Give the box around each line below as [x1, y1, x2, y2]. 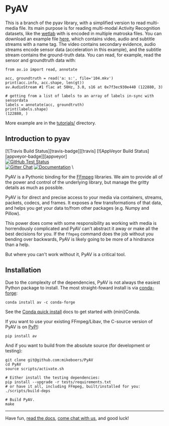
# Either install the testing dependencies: [5, 375, 100, 380]
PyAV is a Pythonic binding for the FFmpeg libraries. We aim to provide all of [5, 173, 163, 179]
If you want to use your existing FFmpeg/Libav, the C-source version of [5, 318, 153, 324]
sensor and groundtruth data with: [5, 57, 76, 63]
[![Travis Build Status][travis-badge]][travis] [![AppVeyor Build [5, 148, 133, 154]
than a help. [5, 241, 30, 248]
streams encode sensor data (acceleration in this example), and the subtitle [5, 46, 162, 52]
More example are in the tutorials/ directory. [5, 119, 97, 126]
